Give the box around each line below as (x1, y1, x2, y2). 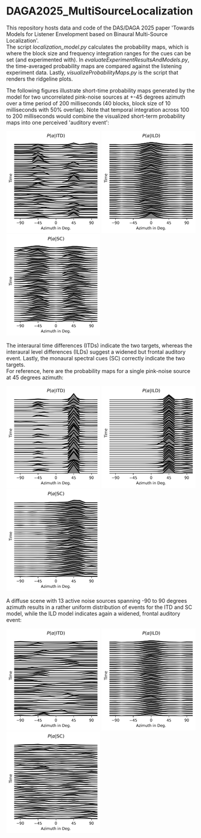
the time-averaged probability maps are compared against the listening (6, 62, 182, 70)
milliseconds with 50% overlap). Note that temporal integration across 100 (6, 106, 190, 113)
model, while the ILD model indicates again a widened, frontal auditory (6, 609, 181, 617)
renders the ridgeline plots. (6, 75, 73, 82)
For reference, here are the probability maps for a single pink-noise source (6, 368, 191, 375)
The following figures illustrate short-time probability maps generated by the (6, 87, 195, 94)
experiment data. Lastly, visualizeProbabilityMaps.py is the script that (6, 69, 179, 76)
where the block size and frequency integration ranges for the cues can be (6, 49, 191, 57)
